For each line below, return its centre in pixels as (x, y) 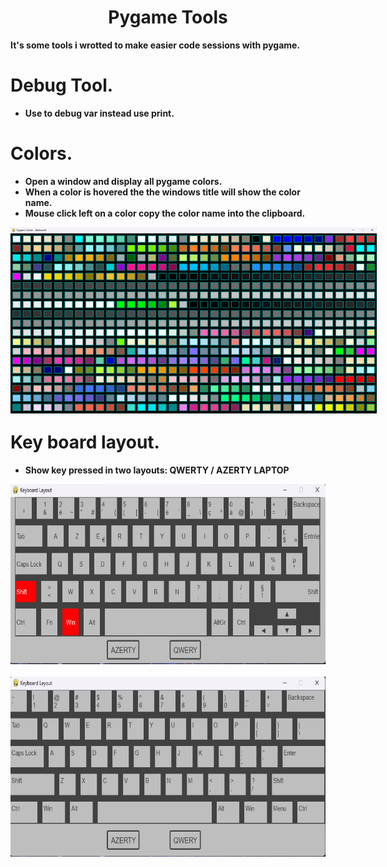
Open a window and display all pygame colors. (123, 181)
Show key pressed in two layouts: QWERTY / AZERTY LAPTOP (157, 470)
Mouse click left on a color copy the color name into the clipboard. (165, 213)
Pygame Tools (168, 17)
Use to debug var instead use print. (99, 113)
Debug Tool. (62, 85)
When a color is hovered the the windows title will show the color (162, 192)
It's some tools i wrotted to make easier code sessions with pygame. (155, 45)
